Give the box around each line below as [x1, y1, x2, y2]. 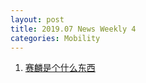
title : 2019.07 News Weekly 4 [10, 24, 137, 34]
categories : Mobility [10, 33, 101, 43]
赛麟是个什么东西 [24, 62, 96, 74]
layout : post [10, 14, 65, 25]
